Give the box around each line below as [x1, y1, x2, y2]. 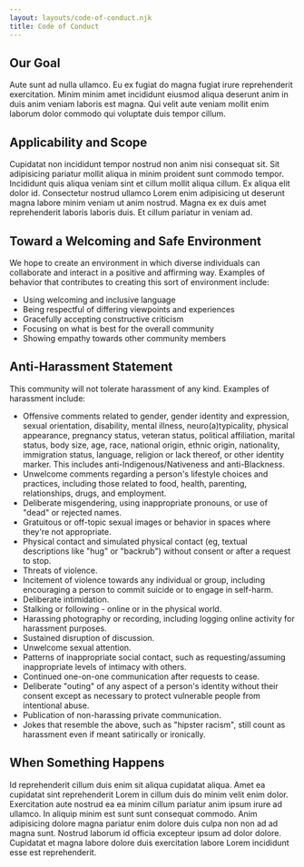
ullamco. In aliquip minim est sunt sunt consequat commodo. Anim [9, 808, 258, 819]
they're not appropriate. [22, 526, 112, 537]
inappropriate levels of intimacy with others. [22, 661, 187, 672]
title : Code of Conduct [9, 22, 100, 31]
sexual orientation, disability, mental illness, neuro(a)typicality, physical [22, 419, 289, 431]
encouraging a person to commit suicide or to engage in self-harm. [22, 584, 274, 595]
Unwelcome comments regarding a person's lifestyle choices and [22, 468, 269, 479]
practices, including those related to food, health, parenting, [22, 478, 248, 488]
